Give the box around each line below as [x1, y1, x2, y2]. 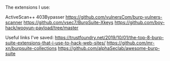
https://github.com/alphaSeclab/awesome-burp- [58, 45, 160, 51]
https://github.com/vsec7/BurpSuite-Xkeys [23, 20, 114, 25]
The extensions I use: [5, 5, 50, 10]
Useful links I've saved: [5, 35, 54, 40]
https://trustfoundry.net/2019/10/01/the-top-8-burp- [54, 35, 164, 40]
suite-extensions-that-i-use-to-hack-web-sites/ [5, 40, 106, 46]
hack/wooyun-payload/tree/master [5, 25, 79, 31]
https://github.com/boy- [114, 20, 165, 25]
